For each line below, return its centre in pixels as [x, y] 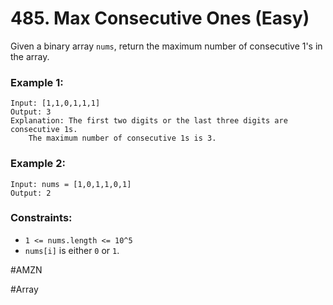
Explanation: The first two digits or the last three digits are [149, 121]
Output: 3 [31, 112]
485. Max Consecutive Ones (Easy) [160, 18]
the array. [30, 56]
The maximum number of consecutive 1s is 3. [122, 138]
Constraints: [41, 218]
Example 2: [38, 164]
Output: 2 [31, 193]
